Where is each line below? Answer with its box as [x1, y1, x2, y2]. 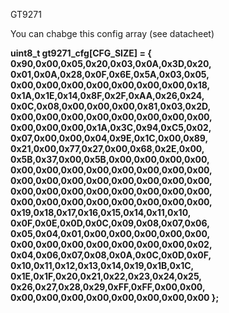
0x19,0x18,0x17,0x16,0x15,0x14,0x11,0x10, [10, 207, 191, 218]
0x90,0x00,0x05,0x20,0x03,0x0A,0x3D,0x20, [10, 58, 212, 69]
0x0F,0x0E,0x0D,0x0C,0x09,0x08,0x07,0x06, [10, 217, 210, 229]
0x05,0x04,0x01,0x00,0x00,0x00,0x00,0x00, [10, 228, 210, 239]
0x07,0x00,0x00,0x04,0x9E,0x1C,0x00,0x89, [10, 132, 208, 144]
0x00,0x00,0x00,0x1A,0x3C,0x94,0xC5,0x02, [10, 122, 212, 133]
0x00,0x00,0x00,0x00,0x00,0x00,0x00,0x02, [10, 239, 213, 250]
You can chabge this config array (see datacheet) [10, 28, 215, 39]
